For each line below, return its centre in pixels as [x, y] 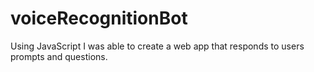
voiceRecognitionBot [99, 18]
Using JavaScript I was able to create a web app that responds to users [157, 46]
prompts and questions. [59, 56]
